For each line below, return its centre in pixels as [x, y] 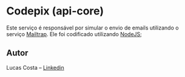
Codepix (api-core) [55, 11]
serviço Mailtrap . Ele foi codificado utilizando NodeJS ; [74, 34]
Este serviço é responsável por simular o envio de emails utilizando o [92, 28]
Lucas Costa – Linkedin [35, 67]
